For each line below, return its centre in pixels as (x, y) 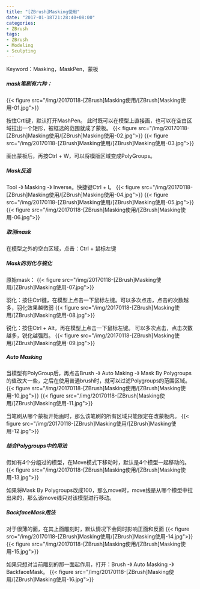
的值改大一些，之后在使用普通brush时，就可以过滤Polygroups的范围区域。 (98, 381)
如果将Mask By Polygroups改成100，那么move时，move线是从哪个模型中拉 (100, 490)
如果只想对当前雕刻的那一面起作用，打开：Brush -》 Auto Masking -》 (90, 564)
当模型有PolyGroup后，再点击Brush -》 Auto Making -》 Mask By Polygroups (99, 373)
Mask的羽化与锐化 (29, 263)
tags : (13, 34)
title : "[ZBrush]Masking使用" (43, 12)
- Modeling (20, 46)
